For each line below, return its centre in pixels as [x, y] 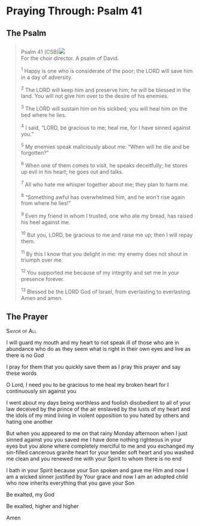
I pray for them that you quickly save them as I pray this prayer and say [93, 367]
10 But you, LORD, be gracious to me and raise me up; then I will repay [107, 234]
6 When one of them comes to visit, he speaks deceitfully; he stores [104, 165]
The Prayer [27, 316]
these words [21, 373]
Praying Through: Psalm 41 [74, 11]
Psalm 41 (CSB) [40, 52]
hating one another [30, 422]
